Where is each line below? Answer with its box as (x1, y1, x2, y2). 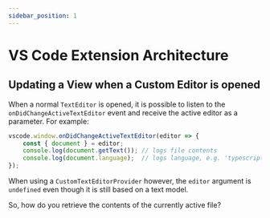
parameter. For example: (8, 116, 90, 126)
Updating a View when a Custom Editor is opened (8, 78, 261, 92)
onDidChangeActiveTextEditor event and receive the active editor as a (8, 107, 239, 117)
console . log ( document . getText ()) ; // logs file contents (22, 147, 218, 155)
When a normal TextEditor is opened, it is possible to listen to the (8, 99, 226, 109)
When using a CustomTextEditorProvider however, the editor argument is (8, 176, 252, 185)
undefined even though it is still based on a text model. (8, 185, 189, 194)
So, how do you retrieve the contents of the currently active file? (8, 200, 222, 209)
